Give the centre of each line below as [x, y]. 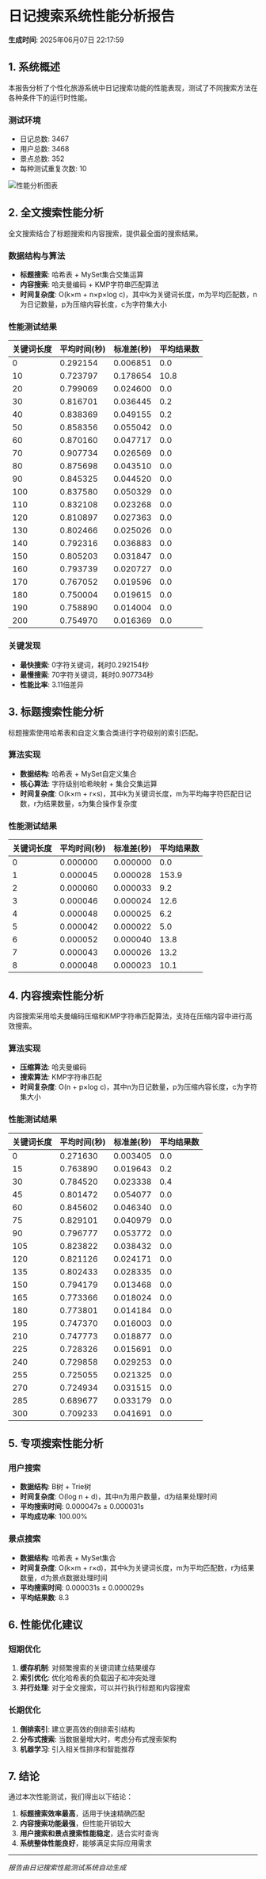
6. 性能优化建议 [46, 1624]
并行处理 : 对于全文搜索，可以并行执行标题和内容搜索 [105, 1688]
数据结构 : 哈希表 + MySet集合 [68, 1557]
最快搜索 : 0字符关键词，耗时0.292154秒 [84, 665]
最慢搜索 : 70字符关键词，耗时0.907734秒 [87, 674]
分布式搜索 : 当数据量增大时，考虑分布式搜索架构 [98, 1739]
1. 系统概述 [34, 67]
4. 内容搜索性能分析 [56, 995]
